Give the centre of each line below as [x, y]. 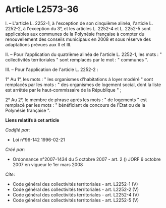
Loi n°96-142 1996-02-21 [39, 140]
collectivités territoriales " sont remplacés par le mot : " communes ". [77, 59]
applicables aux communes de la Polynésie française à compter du [75, 34]
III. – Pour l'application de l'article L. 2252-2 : [52, 70]
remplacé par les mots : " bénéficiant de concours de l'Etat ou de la [75, 105]
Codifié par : [18, 130]
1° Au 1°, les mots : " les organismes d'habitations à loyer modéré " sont [79, 79]
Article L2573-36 [42, 9]
